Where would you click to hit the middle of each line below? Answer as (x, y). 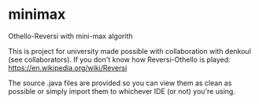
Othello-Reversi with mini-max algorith (70, 36)
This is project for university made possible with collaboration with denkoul (130, 51)
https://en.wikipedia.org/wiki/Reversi (68, 67)
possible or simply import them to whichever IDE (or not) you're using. (122, 91)
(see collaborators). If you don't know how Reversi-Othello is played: (119, 59)
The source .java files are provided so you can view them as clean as (120, 83)
